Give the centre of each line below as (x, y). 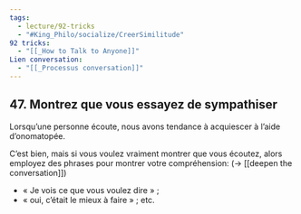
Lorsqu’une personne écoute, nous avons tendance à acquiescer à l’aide (145, 126)
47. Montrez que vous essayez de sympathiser (144, 105)
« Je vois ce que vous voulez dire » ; (91, 190)
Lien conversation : (46, 60)
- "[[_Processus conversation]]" (81, 69)
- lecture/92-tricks (56, 26)
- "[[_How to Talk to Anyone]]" (79, 51)
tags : (19, 18)
